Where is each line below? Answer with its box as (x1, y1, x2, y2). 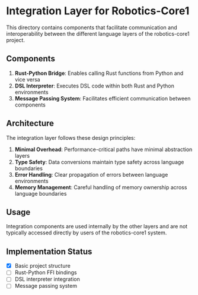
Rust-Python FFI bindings (14, 269, 77, 276)
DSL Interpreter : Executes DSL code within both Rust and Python (14, 82, 175, 89)
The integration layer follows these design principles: (6, 134, 136, 141)
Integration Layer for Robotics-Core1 (6, 4, 190, 18)
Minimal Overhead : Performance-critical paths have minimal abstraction (14, 146, 193, 153)
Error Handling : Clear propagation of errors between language (14, 171, 168, 178)
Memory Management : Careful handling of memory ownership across (14, 183, 187, 191)
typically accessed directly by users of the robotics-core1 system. (6, 229, 167, 236)
